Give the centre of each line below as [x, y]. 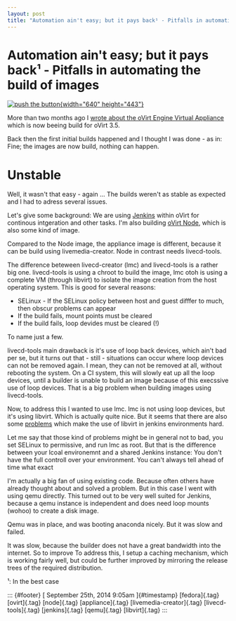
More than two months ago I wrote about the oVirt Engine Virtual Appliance [116, 118]
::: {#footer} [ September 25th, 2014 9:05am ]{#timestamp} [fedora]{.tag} [113, 595]
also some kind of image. [44, 230]
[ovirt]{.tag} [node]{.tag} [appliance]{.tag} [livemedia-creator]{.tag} [105, 603]
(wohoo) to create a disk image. [53, 511]
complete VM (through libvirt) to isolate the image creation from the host [112, 280]
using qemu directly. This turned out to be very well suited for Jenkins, [110, 496]
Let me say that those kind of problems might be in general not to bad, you [115, 438]
